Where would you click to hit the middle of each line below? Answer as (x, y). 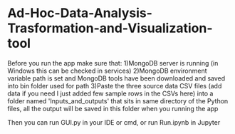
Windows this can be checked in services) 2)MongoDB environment (107, 71)
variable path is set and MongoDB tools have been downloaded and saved (116, 78)
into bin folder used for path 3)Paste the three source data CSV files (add (115, 86)
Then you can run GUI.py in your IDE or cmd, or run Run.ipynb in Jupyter (114, 122)
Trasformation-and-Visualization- (110, 28)
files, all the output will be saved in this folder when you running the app (113, 108)
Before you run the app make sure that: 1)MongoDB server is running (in (113, 63)
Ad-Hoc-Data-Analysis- (80, 13)
